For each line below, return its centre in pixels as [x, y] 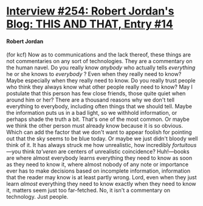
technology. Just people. [37, 197]
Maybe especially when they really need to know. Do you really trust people [101, 81]
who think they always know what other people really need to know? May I [99, 87]
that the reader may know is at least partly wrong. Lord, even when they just [101, 177]
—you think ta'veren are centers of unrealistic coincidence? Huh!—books [98, 152]
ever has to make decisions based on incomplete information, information [98, 171]
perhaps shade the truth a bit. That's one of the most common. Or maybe [98, 119]
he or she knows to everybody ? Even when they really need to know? [94, 74]
